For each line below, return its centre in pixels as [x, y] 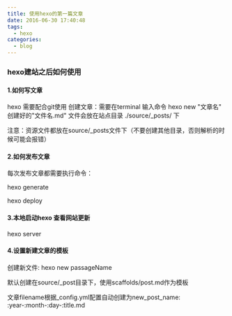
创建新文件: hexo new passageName [60, 267]
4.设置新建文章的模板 [38, 251]
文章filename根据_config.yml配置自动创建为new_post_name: [94, 297]
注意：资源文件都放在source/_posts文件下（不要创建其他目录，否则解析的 [113, 131]
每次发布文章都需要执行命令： [50, 173]
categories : [24, 40]
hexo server [24, 234]
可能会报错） [31, 139]
